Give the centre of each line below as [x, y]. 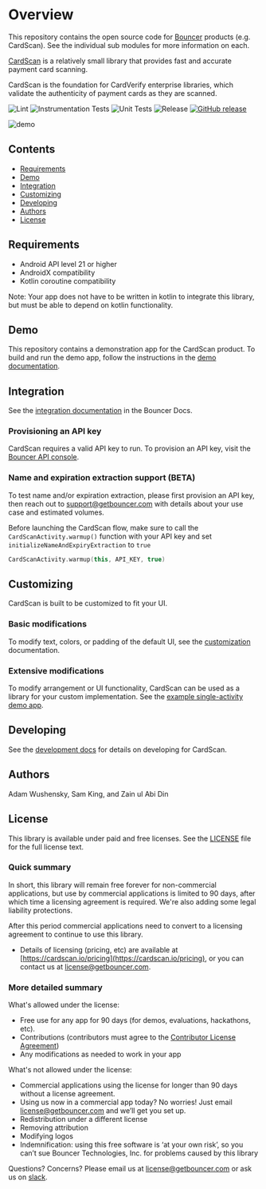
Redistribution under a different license [84, 1119]
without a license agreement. [67, 1094]
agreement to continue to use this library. [76, 934]
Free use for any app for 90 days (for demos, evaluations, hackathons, [135, 1020]
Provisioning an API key [55, 431]
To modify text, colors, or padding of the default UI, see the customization [129, 642]
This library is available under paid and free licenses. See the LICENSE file [130, 838]
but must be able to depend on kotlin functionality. [91, 304]
